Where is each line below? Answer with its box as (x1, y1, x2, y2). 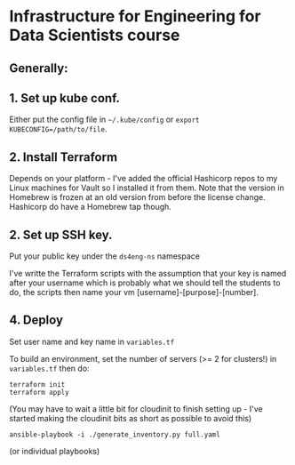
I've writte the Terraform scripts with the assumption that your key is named (9, 269, 287, 279)
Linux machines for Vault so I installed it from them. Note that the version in (9, 182, 284, 193)
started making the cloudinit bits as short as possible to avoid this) (9, 413, 252, 423)
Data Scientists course (9, 25, 180, 45)
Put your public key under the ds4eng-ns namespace (9, 251, 200, 261)
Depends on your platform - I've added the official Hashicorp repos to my (9, 173, 278, 184)
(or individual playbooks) (9, 445, 100, 456)
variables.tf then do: (9, 363, 91, 373)
